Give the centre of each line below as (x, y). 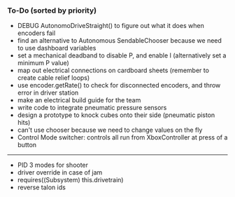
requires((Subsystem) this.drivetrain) (70, 180)
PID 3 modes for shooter (53, 165)
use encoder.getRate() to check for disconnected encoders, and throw (119, 86)
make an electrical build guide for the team (79, 100)
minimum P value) (43, 63)
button (27, 145)
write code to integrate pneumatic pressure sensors (92, 108)
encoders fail (36, 33)
